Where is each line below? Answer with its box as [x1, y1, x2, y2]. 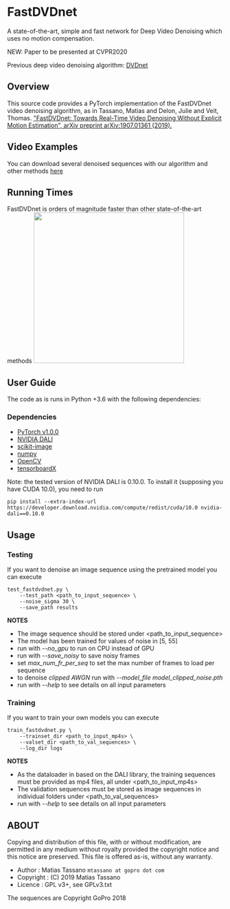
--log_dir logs [19, 745, 63, 752]
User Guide [7, 377, 56, 388]
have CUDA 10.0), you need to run [7, 485, 104, 493]
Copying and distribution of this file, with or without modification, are [7, 838, 201, 846]
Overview [7, 81, 50, 93]
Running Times [7, 187, 73, 198]
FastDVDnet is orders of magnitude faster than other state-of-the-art [7, 205, 202, 213]
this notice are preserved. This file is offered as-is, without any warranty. [7, 853, 213, 861]
